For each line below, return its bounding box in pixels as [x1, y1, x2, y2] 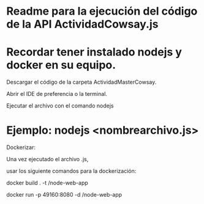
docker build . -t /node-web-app [6, 179, 89, 187]
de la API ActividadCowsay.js [6, 17, 159, 31]
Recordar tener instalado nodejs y [6, 45, 183, 59]
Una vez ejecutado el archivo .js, [6, 156, 89, 163]
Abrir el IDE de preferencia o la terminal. [6, 90, 107, 98]
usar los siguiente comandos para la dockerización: [6, 167, 137, 175]
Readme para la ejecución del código [6, 4, 198, 18]
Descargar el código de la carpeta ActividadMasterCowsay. [6, 78, 157, 86]
